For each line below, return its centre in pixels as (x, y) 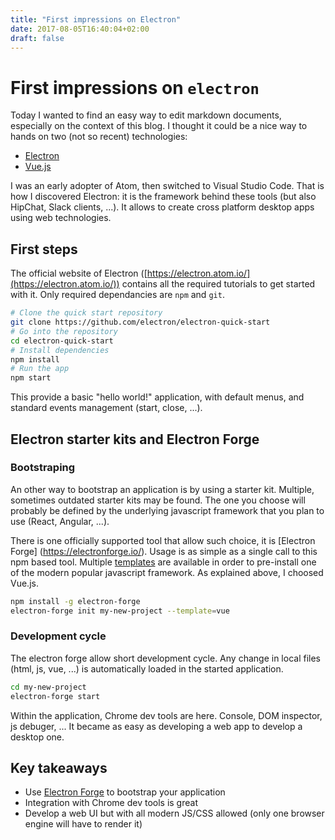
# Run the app (40, 369)
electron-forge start (55, 696)
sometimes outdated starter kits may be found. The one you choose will (158, 500)
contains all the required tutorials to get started (218, 284)
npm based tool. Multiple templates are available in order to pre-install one (163, 562)
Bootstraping (43, 468)
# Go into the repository (64, 331)
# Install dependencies (60, 350)
